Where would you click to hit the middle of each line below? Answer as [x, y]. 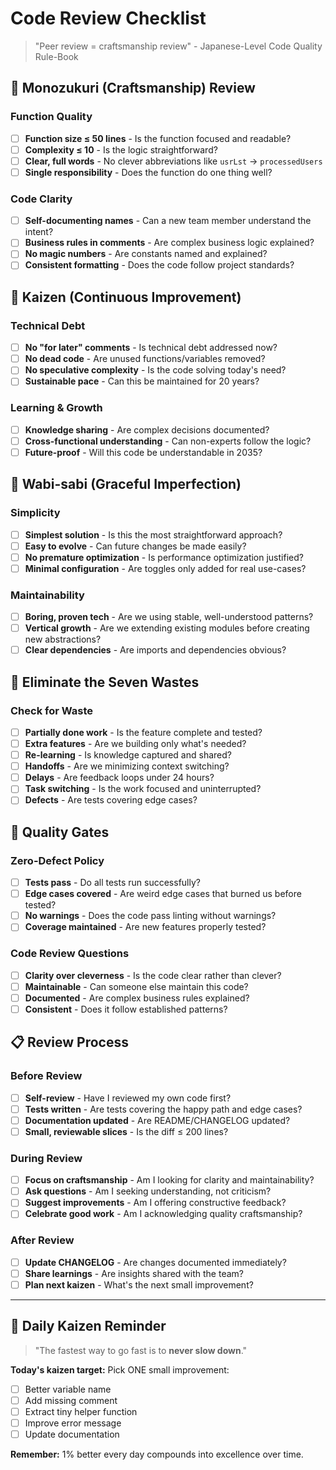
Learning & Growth [56, 408]
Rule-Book [56, 56]
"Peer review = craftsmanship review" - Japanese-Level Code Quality [178, 46]
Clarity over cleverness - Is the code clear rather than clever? [153, 975]
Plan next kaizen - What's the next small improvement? [139, 1284]
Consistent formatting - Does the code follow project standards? [159, 265]
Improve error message [73, 1423]
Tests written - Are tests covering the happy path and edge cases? [163, 1109]
